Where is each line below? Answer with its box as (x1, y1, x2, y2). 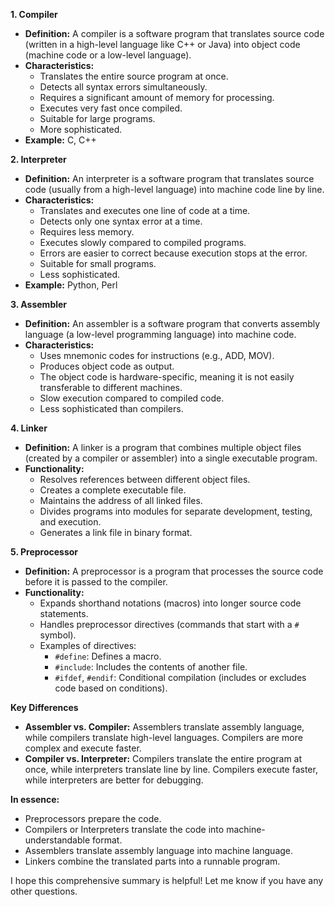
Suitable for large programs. (39, 113, 156, 124)
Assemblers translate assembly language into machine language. (24, 845, 294, 856)
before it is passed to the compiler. (24, 576, 168, 588)
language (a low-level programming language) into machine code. (24, 329, 297, 340)
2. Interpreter (10, 154, 67, 165)
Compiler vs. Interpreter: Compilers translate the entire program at (24, 753, 303, 764)
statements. (39, 608, 89, 619)
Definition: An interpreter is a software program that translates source (24, 173, 315, 184)
